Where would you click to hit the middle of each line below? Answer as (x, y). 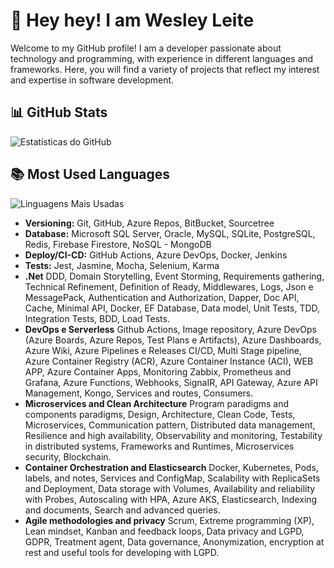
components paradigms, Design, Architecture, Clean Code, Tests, (160, 414)
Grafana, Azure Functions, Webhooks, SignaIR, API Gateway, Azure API (171, 382)
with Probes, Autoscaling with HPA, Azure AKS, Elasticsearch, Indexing (171, 499)
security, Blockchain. (68, 456)
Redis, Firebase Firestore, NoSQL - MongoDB (118, 244)
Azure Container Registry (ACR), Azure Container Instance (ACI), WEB (169, 361)
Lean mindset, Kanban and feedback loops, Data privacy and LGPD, (164, 531)
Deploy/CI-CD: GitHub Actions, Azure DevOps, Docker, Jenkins (156, 255)
